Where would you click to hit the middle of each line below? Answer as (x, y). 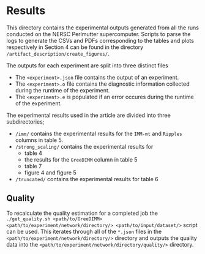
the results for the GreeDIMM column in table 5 (81, 159)
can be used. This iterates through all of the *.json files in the (84, 231)
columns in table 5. (39, 140)
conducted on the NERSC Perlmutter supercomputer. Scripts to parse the (99, 34)
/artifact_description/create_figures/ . (58, 53)
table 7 (33, 166)
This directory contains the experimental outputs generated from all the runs (102, 28)
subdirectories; (25, 121)
